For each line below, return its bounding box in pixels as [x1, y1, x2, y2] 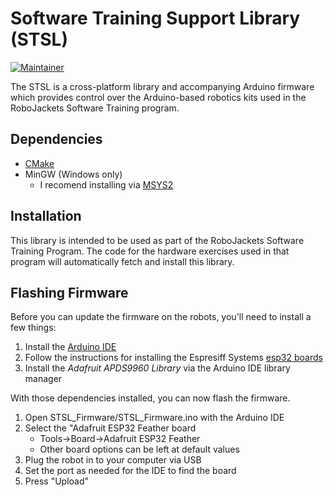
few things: [10, 322, 57, 334]
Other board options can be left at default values [39, 443, 240, 456]
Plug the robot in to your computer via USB [24, 454, 202, 466]
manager [24, 373, 63, 385]
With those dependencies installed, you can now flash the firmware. [10, 392, 291, 404]
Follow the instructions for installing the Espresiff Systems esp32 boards [24, 352, 323, 364]
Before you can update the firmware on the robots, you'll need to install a [10, 311, 312, 323]
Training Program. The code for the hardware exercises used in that [10, 245, 290, 257]
